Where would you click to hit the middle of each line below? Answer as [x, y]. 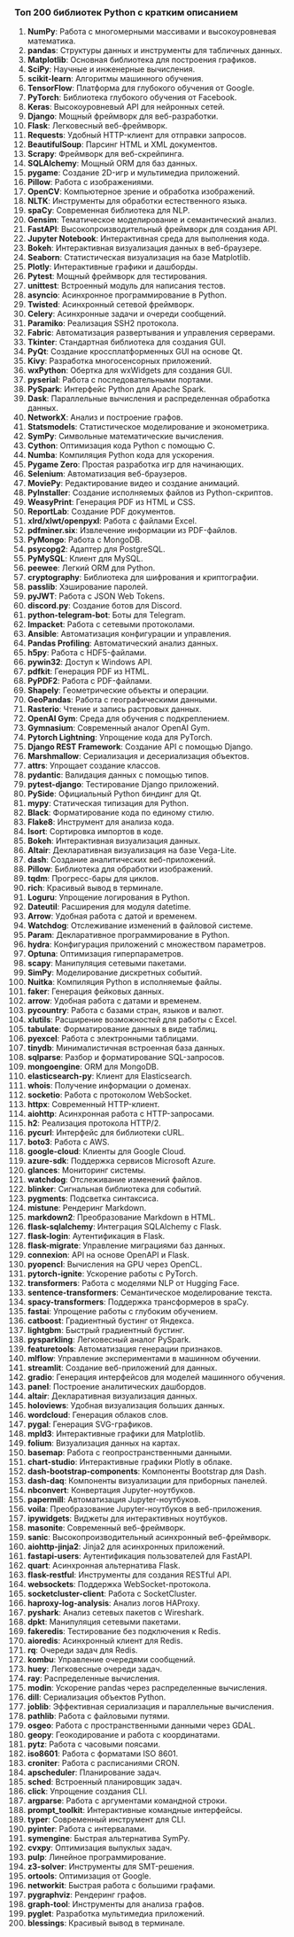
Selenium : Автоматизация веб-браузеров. [107, 474]
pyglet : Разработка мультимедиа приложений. [116, 1914]
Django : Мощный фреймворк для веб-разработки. [123, 116]
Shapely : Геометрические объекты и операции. [118, 690]
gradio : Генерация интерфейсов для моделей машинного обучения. [156, 1377]
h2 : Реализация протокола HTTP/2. [94, 1123]
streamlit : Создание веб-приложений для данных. [122, 1368]
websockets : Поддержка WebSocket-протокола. [119, 1584]
